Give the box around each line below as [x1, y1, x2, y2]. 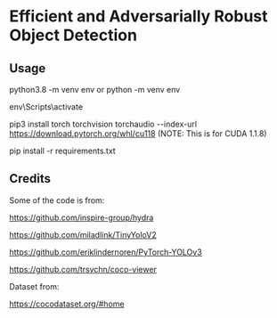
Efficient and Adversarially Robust [9, 6, 269, 27]
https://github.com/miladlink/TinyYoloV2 [9, 229, 158, 240]
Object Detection [9, 25, 138, 45]
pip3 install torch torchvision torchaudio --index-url [9, 118, 198, 129]
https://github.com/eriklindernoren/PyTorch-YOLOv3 [9, 247, 202, 257]
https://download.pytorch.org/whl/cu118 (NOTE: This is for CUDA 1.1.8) [9, 128, 267, 139]
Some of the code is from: [9, 194, 105, 206]
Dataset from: [9, 281, 60, 291]
